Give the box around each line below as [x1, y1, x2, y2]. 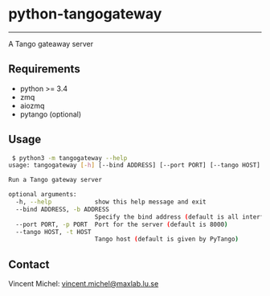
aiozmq [19, 101, 45, 110]
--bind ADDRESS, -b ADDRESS [15, 205, 110, 213]
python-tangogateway [8, 5, 162, 23]
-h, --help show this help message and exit [15, 198, 207, 206]
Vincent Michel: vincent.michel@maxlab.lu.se [8, 279, 159, 289]
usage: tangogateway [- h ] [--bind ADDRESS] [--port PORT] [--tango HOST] [8, 162, 261, 170]
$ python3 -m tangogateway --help [11, 154, 128, 162]
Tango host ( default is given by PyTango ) [94, 235, 239, 244]
